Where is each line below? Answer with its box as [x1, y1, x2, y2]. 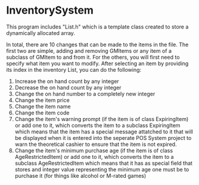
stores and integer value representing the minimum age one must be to [14, 165, 189, 173]
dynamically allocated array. [6, 29, 76, 36]
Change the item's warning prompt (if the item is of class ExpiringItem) [14, 115, 189, 122]
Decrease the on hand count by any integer [14, 84, 122, 91]
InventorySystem [6, 4, 94, 17]
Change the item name [14, 103, 71, 110]
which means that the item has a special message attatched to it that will [14, 128, 194, 135]
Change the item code [14, 109, 70, 116]
